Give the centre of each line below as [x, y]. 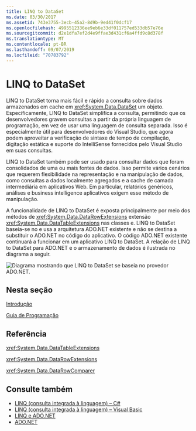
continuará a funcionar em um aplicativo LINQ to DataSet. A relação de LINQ [98, 242]
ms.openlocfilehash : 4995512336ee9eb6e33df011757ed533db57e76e [85, 28]
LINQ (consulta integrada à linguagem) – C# [68, 403]
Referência [26, 334]
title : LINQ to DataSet [35, 11]
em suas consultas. [30, 150]
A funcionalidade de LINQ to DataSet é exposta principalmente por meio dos [98, 210]
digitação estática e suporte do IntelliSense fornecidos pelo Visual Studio [94, 144]
